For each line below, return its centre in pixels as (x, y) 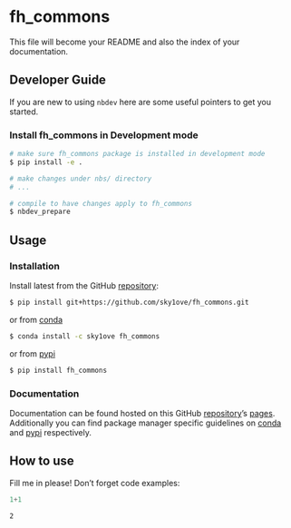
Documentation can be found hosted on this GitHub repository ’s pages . (142, 413)
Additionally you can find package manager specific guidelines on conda (145, 423)
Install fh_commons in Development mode (104, 135)
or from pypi (33, 353)
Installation (35, 266)
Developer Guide (58, 80)
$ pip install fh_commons (58, 370)
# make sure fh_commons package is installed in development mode (137, 154)
